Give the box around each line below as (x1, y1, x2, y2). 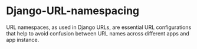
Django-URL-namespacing (6, 4, 140, 18)
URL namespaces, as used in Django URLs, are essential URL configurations (6, 24, 192, 31)
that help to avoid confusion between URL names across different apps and (6, 30, 190, 37)
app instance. (6, 36, 40, 43)
